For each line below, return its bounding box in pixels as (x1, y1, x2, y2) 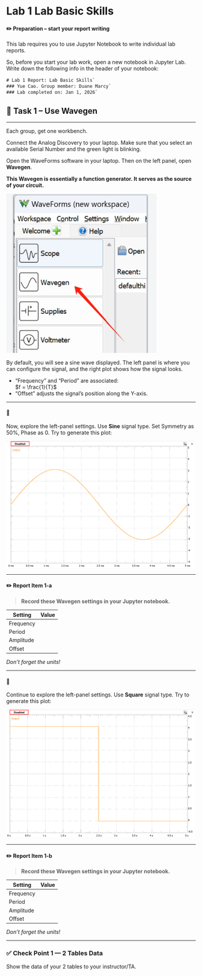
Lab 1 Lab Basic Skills (6, 4, 114, 18)
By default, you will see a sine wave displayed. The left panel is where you (6, 358, 190, 366)
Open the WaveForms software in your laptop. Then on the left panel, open (6, 157, 192, 164)
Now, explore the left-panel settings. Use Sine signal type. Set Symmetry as (6, 422, 194, 430)
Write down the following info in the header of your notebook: (6, 65, 159, 72)
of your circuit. (6, 182, 44, 189)
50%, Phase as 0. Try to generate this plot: (6, 429, 112, 436)
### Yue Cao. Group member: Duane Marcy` (6, 83, 112, 90)
